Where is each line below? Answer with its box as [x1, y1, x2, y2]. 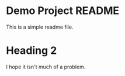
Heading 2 [6, 44, 57, 57]
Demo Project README [6, 4, 120, 18]
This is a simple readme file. [6, 23, 74, 30]
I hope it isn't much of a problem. [6, 63, 86, 70]
